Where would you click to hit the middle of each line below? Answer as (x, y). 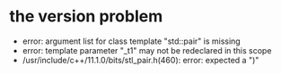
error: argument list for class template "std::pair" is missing (131, 41)
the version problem (86, 16)
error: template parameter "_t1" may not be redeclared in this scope (147, 50)
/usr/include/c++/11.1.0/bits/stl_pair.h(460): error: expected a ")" (140, 60)
